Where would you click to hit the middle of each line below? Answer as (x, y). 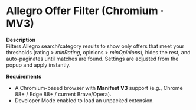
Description (21, 40)
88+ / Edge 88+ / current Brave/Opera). (63, 94)
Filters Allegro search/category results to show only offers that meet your (95, 46)
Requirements (24, 76)
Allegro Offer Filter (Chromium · (85, 11)
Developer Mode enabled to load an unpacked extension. (84, 100)
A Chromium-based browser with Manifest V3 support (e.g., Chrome (99, 88)
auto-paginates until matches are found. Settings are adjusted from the (92, 59)
